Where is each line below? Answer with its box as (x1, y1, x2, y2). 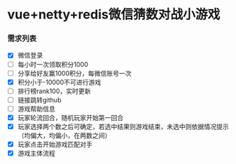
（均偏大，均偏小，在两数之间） (17, 131, 111, 140)
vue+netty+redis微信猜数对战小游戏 (7, 6, 220, 23)
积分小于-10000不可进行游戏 (17, 77, 101, 86)
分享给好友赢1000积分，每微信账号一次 (17, 69, 132, 77)
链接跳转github (17, 95, 62, 104)
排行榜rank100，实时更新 (17, 87, 91, 95)
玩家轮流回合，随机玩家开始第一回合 (17, 113, 124, 121)
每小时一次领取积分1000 (17, 60, 89, 68)
